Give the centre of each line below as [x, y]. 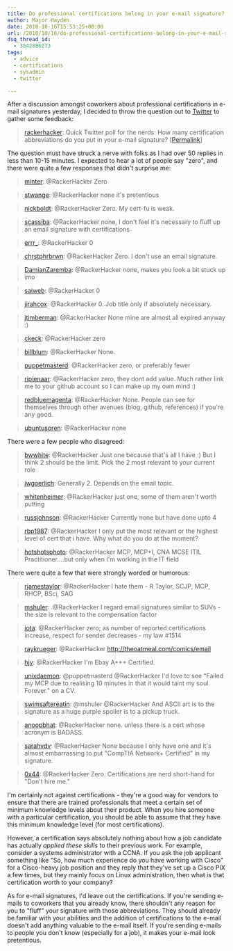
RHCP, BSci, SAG [49, 594]
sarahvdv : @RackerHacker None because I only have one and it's [118, 746]
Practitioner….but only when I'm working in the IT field [101, 559]
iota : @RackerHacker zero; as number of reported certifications [115, 628]
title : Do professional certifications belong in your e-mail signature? [116, 14]
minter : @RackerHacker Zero [66, 182]
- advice [26, 59]
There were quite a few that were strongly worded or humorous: [98, 573]
